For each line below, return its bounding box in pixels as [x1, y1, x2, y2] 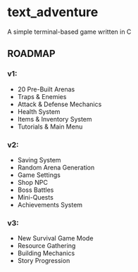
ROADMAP [7, 48, 56, 60]
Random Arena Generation [17, 163, 95, 171]
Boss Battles [17, 186, 54, 194]
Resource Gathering [17, 242, 76, 250]
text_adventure [7, 4, 99, 20]
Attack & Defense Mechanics [17, 100, 102, 108]
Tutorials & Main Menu [17, 122, 83, 131]
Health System [17, 107, 61, 116]
